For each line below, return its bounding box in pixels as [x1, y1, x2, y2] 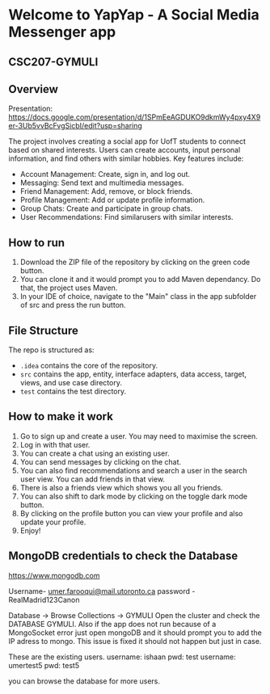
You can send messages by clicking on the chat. [19, 456, 182, 466]
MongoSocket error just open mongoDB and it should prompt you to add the [8, 628, 263, 637]
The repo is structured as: [8, 345, 95, 355]
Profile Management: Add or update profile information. [19, 196, 205, 205]
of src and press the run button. [19, 301, 127, 310]
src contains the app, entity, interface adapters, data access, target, [19, 369, 247, 379]
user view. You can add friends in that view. [19, 474, 166, 484]
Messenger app [8, 23, 116, 41]
